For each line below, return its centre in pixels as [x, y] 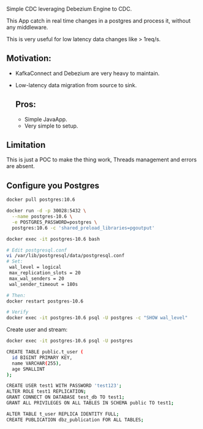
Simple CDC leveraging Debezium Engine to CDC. [69, 9]
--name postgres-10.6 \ [42, 217]
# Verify [17, 312]
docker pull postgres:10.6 [41, 200]
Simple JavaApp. [46, 119]
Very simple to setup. [51, 126]
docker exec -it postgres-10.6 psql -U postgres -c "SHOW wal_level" [97, 318]
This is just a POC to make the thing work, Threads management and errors [102, 160]
